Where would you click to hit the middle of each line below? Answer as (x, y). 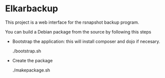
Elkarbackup (32, 9)
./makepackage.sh (31, 70)
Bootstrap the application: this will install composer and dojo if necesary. (86, 41)
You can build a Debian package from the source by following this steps (78, 32)
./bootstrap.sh (27, 51)
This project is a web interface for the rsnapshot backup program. (72, 22)
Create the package (32, 60)
